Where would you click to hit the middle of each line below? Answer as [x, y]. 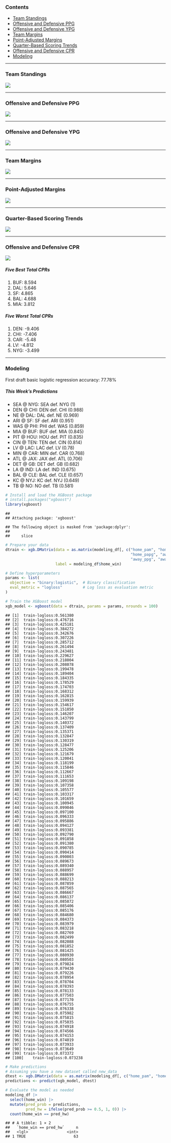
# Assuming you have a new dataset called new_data [61, 1071]
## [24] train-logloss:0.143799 [39, 718]
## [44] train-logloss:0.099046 [39, 807]
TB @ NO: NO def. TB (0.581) [43, 486]
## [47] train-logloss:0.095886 [39, 821]
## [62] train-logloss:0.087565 [39, 888]
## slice [19, 536]
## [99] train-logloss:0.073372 [39, 1053]
